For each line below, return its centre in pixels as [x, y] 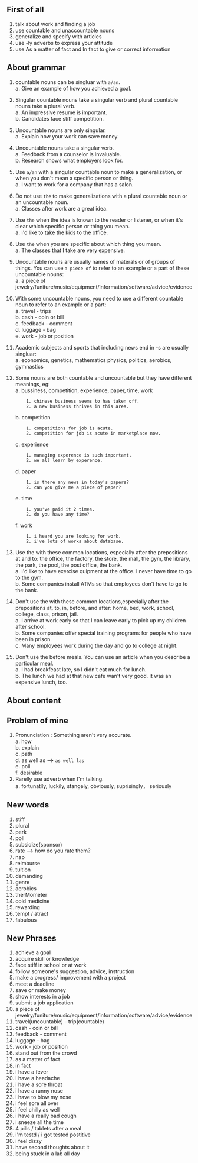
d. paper [25, 471]
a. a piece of [30, 280]
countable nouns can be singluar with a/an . [67, 82]
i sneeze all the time [39, 1122]
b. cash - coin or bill [39, 317]
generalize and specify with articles [58, 36]
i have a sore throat [39, 1084]
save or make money [41, 990]
